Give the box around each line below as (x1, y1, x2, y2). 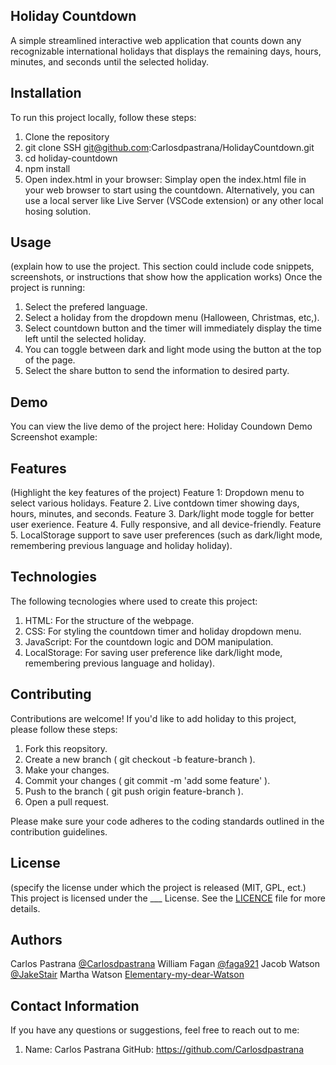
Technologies (10, 569, 98, 586)
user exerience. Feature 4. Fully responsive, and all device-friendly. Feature (10, 519, 322, 531)
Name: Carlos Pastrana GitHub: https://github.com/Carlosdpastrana (24, 1044, 304, 1056)
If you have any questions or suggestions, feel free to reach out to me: (10, 1024, 300, 1036)
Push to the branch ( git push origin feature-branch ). (24, 785, 244, 797)
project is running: (10, 282, 86, 294)
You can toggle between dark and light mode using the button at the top (24, 344, 322, 356)
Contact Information (10, 997, 140, 1014)
